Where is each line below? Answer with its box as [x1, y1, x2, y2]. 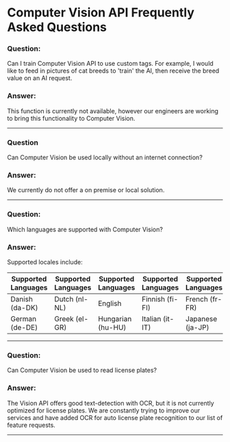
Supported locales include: [7, 257, 84, 266]
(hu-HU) [98, 323, 127, 332]
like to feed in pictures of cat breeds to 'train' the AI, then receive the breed [7, 67, 220, 75]
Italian [141, 314, 162, 323]
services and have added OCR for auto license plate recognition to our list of [7, 413, 223, 421]
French [186, 294, 209, 303]
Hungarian [98, 314, 132, 323]
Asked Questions [7, 19, 107, 35]
